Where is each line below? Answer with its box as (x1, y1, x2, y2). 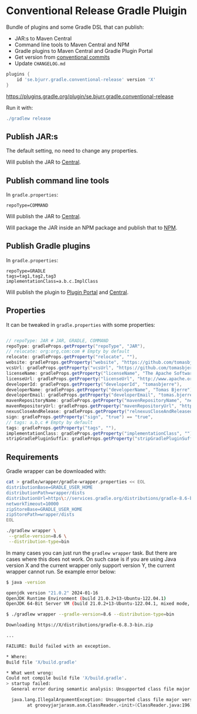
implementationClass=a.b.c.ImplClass (6, 278, 98, 284)
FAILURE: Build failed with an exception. (6, 643, 111, 649)
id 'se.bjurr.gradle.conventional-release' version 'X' (16, 76, 157, 83)
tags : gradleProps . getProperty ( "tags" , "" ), (6, 425, 117, 431)
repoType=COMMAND (6, 202, 49, 209)
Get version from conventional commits (14, 53, 110, 60)
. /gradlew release (6, 116, 51, 121)
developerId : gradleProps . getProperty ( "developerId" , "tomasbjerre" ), (6, 381, 182, 387)
